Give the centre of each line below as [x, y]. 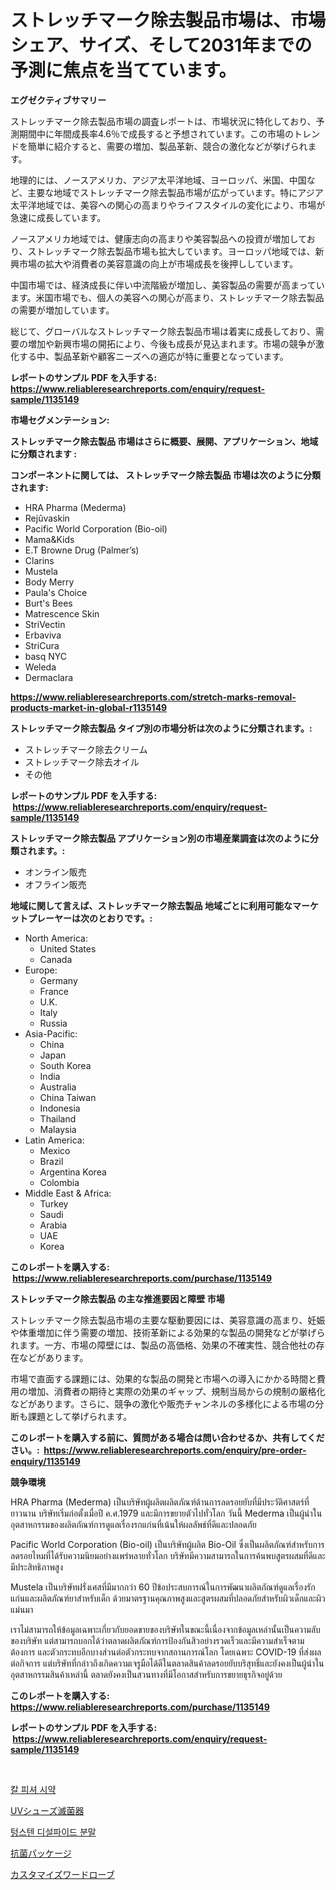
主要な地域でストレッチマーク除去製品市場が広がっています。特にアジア [175, 192]
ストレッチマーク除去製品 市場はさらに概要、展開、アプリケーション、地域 [164, 441]
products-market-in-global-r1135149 [89, 707]
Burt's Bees [48, 603]
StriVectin [45, 624]
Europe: [41, 970]
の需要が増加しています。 [62, 310]
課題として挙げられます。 [80, 1416]
